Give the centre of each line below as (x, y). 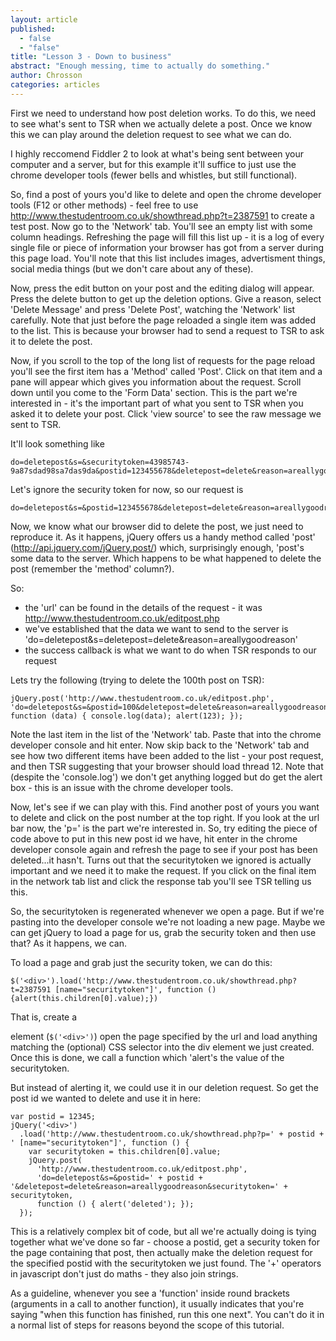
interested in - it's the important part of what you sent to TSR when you (157, 403)
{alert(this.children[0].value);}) (84, 998)
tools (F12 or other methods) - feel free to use (104, 205)
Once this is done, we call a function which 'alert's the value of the (147, 1057)
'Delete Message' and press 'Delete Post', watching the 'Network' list (153, 309)
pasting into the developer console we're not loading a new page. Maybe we (168, 922)
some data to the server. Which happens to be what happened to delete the (166, 558)
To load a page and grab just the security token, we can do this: (141, 962)
